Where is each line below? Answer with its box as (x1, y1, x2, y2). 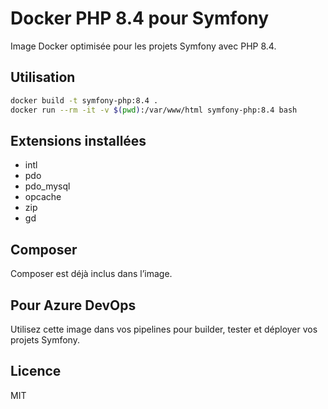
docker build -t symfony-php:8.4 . (10, 95, 159, 106)
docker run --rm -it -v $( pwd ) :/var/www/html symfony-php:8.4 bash (10, 105, 298, 115)
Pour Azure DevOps (10, 297, 137, 314)
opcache (24, 191, 62, 203)
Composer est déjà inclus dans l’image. (10, 268, 173, 280)
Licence (10, 363, 62, 380)
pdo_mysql (24, 180, 71, 192)
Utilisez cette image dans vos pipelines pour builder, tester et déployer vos (10, 323, 318, 335)
